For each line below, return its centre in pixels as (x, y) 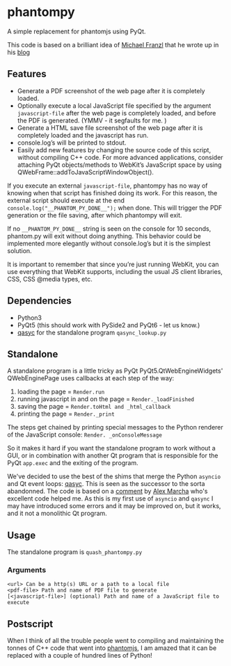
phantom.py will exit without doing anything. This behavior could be (104, 236)
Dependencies (39, 301)
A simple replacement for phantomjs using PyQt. (77, 31)
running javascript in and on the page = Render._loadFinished (106, 399)
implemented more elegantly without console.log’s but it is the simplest (109, 243)
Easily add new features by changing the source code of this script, (114, 149)
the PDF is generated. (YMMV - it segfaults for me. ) (92, 120)
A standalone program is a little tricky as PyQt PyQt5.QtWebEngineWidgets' (115, 371)
